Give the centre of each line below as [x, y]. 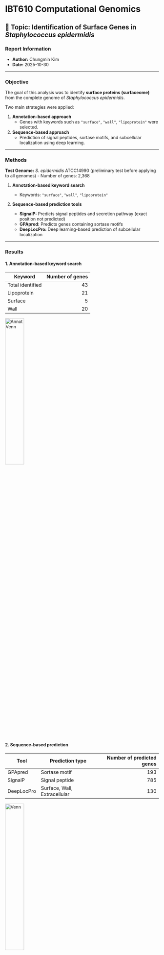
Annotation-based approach [42, 117]
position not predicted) [42, 219]
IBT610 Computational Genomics [73, 9]
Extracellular [55, 794]
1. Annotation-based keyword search [43, 264]
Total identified [25, 285]
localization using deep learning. [52, 143]
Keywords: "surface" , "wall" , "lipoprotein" [64, 195]
